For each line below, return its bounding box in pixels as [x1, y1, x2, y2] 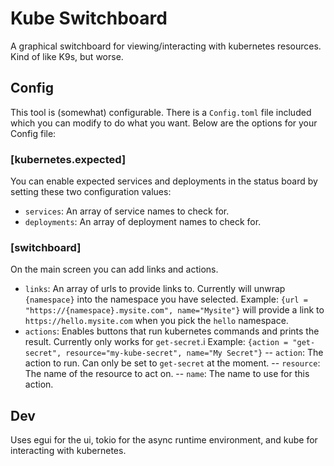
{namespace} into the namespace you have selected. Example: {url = [24, 293, 308, 306]
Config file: [10, 127, 57, 139]
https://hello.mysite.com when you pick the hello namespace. [24, 315, 289, 327]
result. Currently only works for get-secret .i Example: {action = [24, 336, 289, 348]
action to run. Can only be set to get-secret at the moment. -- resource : [24, 357, 321, 369]
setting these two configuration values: [10, 186, 172, 198]
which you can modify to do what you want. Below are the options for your [10, 117, 318, 129]
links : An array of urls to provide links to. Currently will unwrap [24, 283, 286, 295]
